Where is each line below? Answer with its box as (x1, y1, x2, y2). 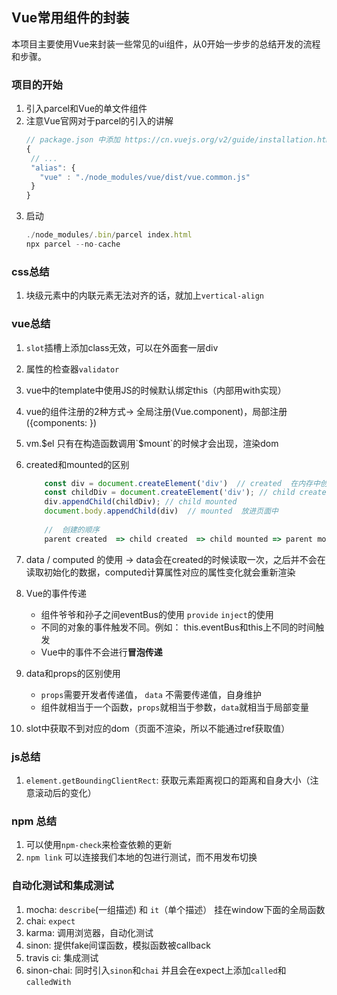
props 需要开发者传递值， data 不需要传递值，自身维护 (40, 688, 262, 700)
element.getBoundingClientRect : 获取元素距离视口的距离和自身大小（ (25, 774, 311, 786)
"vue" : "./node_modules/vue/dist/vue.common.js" (39, 172, 251, 182)
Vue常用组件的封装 (11, 9, 130, 27)
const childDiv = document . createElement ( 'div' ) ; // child (44, 488, 296, 498)
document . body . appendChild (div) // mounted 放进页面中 (44, 506, 279, 517)
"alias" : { (30, 163, 76, 173)
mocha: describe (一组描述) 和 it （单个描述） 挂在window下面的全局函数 (25, 903, 326, 915)
